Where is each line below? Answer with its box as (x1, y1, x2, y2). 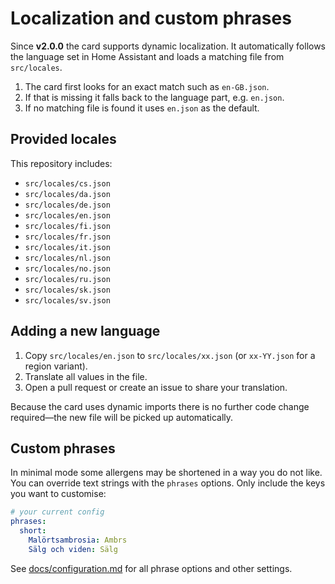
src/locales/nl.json (24, 253, 111, 263)
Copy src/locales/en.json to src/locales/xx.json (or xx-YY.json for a (24, 349, 316, 361)
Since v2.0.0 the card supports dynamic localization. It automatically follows (10, 40, 327, 52)
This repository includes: (10, 157, 113, 169)
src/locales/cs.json (24, 178, 111, 189)
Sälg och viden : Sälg (28, 544, 118, 554)
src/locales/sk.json (24, 285, 111, 295)
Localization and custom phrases (10, 7, 292, 30)
